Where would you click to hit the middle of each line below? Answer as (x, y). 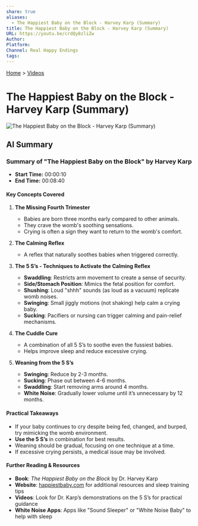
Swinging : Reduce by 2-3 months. (66, 374)
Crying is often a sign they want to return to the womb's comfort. (103, 232)
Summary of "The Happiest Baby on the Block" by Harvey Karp (99, 161)
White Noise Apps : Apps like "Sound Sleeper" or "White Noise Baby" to (103, 510)
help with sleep (33, 516)
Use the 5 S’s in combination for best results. (70, 439)
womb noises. (41, 297)
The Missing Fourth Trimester (52, 207)
